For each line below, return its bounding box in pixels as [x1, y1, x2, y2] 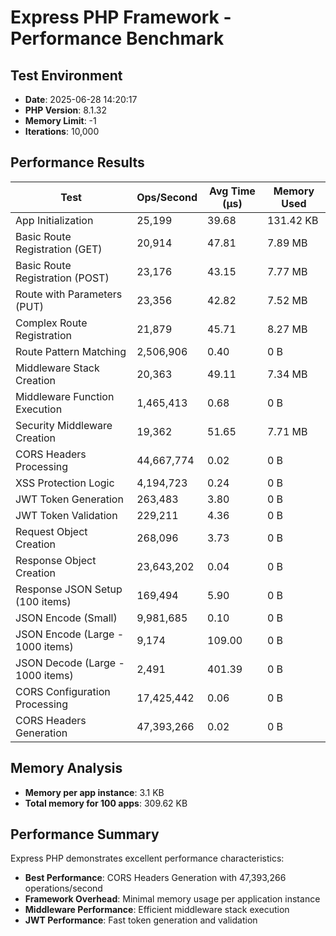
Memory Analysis [10, 760, 123, 777]
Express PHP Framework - [10, 6, 232, 29]
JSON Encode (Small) [15, 611, 118, 625]
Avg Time [209, 184, 256, 198]
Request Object [15, 524, 88, 538]
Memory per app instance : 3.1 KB [24, 786, 165, 798]
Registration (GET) [15, 242, 103, 256]
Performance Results [10, 154, 145, 171]
